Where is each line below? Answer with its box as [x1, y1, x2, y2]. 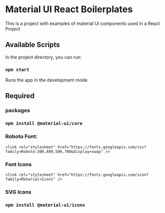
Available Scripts [5, 41, 60, 49]
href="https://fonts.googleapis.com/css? [57, 144, 146, 149]
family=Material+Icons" [5, 176, 56, 181]
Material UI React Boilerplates [5, 4, 133, 15]
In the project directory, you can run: [5, 54, 82, 60]
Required [5, 92, 35, 100]
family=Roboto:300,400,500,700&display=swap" [5, 149, 103, 154]
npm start [5, 67, 29, 72]
